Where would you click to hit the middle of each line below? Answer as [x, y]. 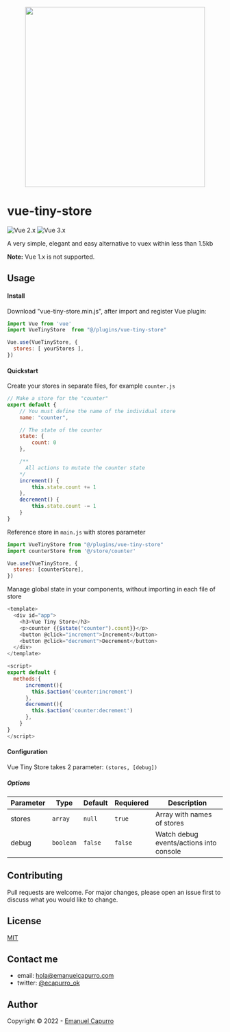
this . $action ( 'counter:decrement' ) [82, 711]
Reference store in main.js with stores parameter [76, 532]
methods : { [27, 679]
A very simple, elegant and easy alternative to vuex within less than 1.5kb [110, 243]
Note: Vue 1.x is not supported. [51, 257]
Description [188, 803]
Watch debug [177, 834]
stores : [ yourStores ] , [49, 349]
